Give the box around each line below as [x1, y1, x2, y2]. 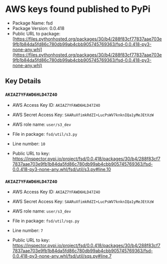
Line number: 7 [12, 227, 43, 233]
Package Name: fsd [12, 20, 53, 26]
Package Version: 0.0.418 [12, 25, 65, 31]
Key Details [5, 77, 41, 85]
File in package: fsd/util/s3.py [12, 131, 78, 137]
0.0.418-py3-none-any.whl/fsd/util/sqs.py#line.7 [12, 253, 112, 259]
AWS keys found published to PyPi [5, 3, 151, 15]
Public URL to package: [12, 30, 61, 36]
